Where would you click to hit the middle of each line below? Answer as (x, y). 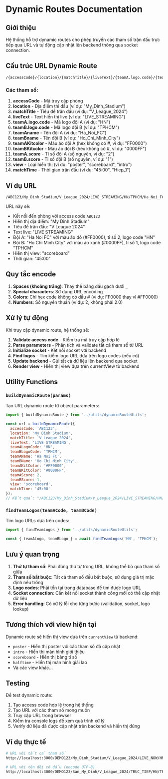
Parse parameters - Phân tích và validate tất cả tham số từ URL (78, 345)
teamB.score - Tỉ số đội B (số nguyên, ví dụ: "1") (63, 159)
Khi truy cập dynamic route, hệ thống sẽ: (47, 330)
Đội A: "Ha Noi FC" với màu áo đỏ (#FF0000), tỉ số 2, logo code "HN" (84, 237)
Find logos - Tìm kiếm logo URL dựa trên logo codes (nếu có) (76, 355)
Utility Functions (32, 382)
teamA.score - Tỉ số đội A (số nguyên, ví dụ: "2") (64, 154)
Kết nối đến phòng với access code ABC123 (56, 216)
